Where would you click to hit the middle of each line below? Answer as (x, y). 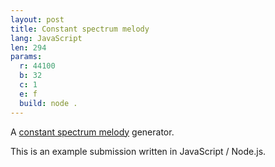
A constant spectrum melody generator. (92, 132)
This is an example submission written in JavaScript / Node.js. (138, 151)
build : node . (48, 103)
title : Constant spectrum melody (80, 29)
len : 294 (28, 47)
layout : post (37, 19)
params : (26, 57)
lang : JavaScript (46, 38)
